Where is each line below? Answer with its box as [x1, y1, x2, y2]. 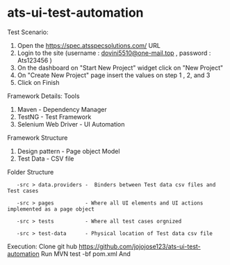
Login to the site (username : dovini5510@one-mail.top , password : [17, 49, 211, 57]
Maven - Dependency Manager [17, 105, 107, 113]
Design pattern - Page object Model [17, 147, 120, 155]
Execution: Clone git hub [7, 242, 78, 250]
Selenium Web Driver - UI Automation [17, 120, 125, 128]
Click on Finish [17, 78, 60, 86]
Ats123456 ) [17, 56, 52, 64]
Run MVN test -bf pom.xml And [40, 249, 131, 258]
